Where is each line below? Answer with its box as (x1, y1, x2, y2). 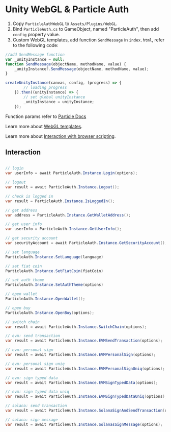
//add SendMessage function (5, 52, 65, 57)
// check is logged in (5, 194, 53, 199)
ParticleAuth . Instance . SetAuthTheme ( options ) (5, 282, 103, 287)
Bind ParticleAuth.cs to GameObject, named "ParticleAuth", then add (12, 26, 159, 32)
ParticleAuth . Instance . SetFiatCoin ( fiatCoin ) (5, 268, 103, 274)
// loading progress (23, 85, 67, 90)
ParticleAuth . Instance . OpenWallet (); (5, 296, 85, 301)
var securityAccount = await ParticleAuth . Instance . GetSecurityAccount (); (5, 241, 167, 246)
